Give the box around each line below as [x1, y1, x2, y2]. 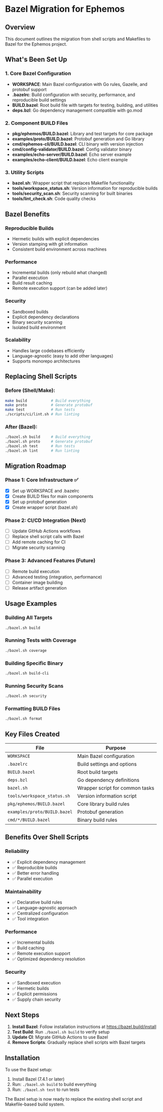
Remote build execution [12, 568, 60, 574]
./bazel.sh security [5, 694, 47, 698]
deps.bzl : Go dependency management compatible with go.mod [12, 107, 143, 113]
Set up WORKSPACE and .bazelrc [12, 488, 80, 493]
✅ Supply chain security [12, 996, 61, 1002]
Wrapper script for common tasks [77, 784, 155, 791]
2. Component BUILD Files [5, 119, 68, 126]
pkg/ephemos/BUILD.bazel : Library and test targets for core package [12, 130, 153, 136]
